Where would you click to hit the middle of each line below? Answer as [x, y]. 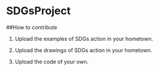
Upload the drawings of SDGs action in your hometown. [83, 50]
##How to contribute [32, 27]
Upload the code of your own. [51, 62]
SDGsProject [39, 11]
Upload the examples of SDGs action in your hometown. [84, 38]
